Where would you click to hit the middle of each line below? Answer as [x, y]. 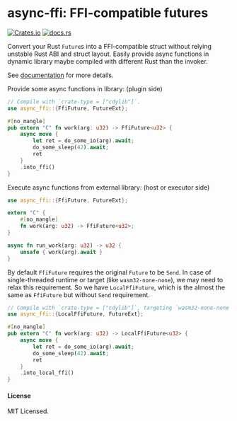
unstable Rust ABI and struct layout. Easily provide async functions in [108, 54]
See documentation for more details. [60, 75]
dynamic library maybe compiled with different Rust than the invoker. [108, 61]
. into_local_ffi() [47, 373]
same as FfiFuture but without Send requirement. [79, 294]
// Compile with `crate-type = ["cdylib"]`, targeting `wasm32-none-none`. [121, 308]
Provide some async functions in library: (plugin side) [85, 88]
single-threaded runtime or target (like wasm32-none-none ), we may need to [115, 279]
